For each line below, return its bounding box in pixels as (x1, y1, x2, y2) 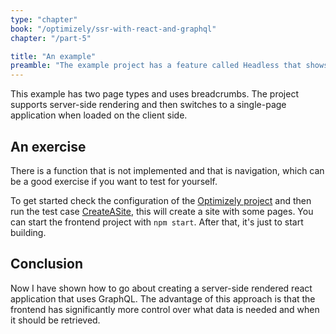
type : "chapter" (10, 14, 78, 25)
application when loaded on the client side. (10, 109, 188, 121)
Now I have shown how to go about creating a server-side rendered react (10, 282, 313, 294)
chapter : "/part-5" (10, 33, 92, 43)
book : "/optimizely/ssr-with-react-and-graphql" (10, 24, 217, 34)
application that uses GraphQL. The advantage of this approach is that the (10, 292, 316, 305)
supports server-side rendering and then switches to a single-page (10, 99, 287, 111)
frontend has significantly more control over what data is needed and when (10, 303, 320, 315)
